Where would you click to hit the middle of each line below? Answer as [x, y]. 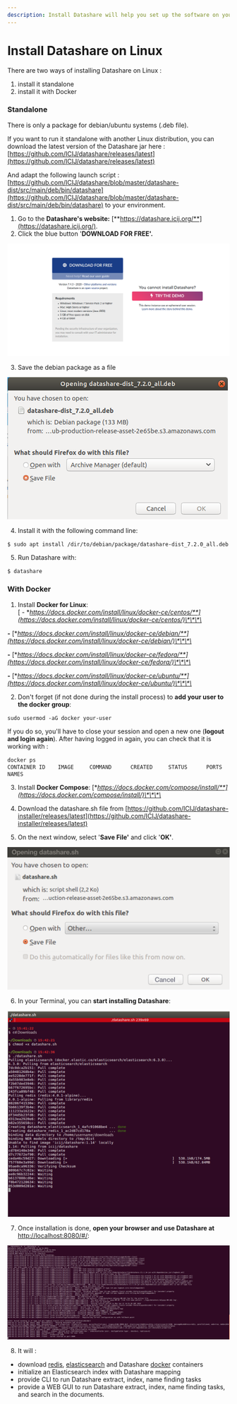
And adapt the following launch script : [63, 175]
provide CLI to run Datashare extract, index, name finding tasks [109, 1379]
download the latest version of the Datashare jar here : [86, 146]
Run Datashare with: [47, 558]
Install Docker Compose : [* [57, 787]
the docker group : [44, 704]
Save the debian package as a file [67, 368]
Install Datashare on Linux [85, 50]
